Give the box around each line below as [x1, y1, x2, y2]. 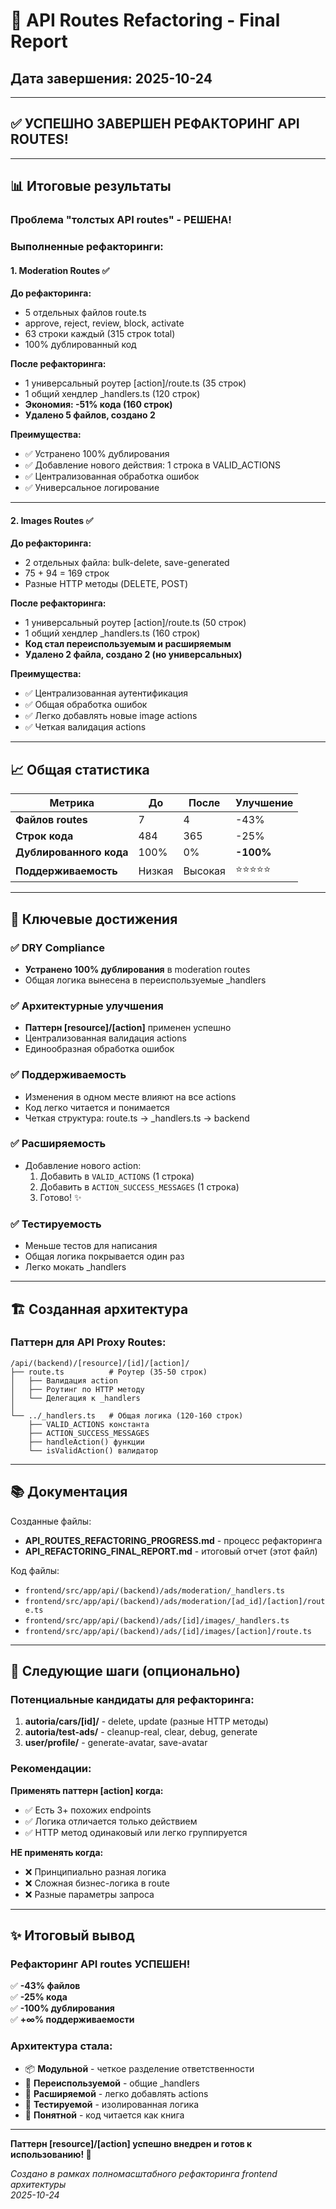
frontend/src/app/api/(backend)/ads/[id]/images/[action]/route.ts [24, 1626, 312, 1636]
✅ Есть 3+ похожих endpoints [24, 1804, 152, 1816]
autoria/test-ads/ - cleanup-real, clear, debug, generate [24, 1726, 258, 1738]
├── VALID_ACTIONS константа [28, 1419, 150, 1429]
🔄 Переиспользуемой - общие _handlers [24, 2077, 200, 2089]
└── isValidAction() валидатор [28, 1445, 159, 1456]
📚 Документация [10, 1484, 128, 1501]
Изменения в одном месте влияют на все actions [24, 1090, 237, 1103]
